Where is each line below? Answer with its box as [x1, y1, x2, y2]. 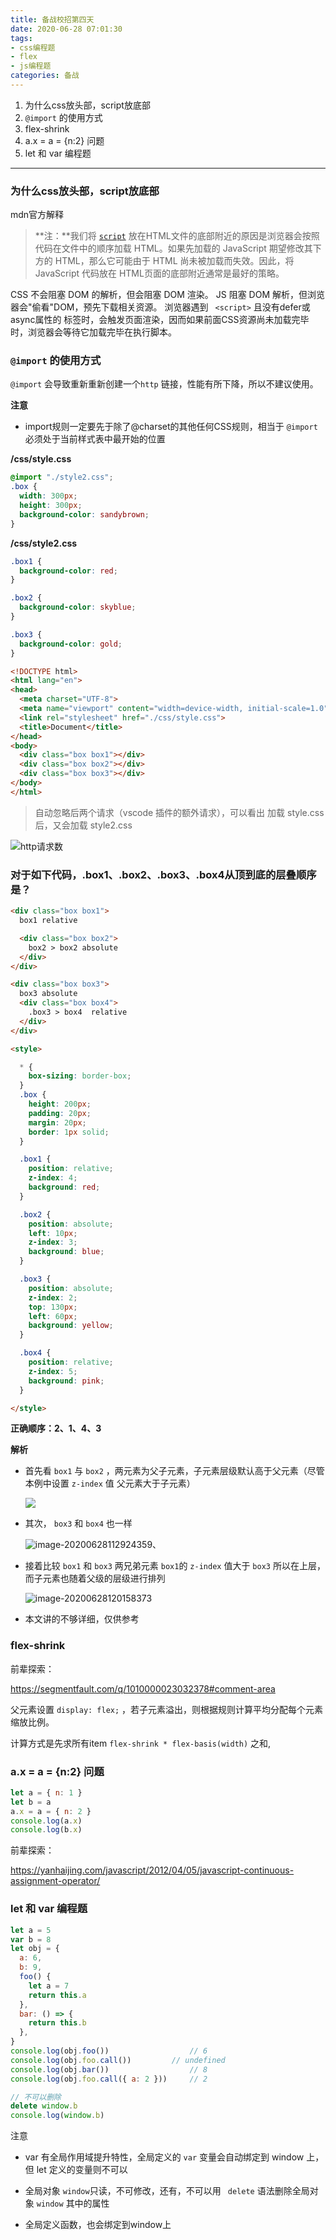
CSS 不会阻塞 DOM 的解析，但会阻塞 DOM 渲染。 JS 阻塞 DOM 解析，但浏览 [10, 289, 325, 301]
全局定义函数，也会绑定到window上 [24, 2219, 172, 2231]
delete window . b [10, 2101, 78, 2111]
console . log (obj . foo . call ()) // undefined [10, 2055, 226, 2065]
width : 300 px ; [19, 491, 78, 501]
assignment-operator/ [10, 1875, 101, 1887]
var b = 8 [10, 1934, 52, 1945]
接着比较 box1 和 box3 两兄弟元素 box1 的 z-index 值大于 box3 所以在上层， [24, 1560, 326, 1572]
